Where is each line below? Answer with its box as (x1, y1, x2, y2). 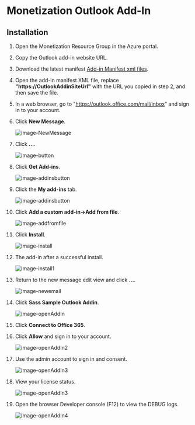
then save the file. (15, 89, 58, 96)
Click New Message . (15, 118, 66, 125)
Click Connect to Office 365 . (15, 322, 85, 328)
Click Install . (15, 231, 46, 238)
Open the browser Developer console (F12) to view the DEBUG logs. (15, 401, 179, 407)
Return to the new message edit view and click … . (15, 276, 136, 283)
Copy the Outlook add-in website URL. (15, 54, 108, 61)
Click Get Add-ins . (15, 163, 61, 170)
